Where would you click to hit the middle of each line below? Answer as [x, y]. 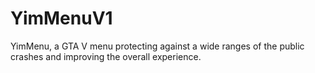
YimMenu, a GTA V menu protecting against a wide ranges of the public [157, 46]
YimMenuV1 [61, 18]
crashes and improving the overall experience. [106, 56]
